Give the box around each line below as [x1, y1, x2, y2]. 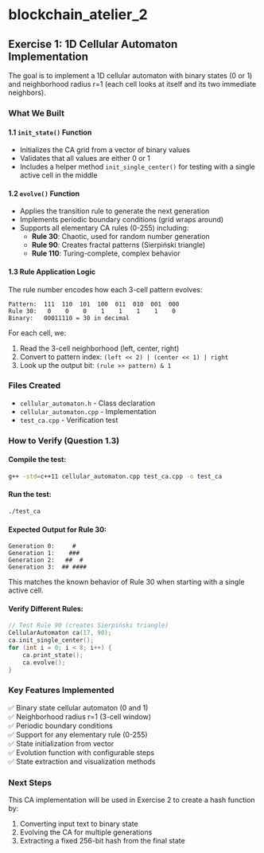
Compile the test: [8, 455, 67, 464]
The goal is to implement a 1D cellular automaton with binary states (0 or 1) [8, 71, 253, 80]
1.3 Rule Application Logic [8, 267, 96, 276]
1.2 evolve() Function [8, 189, 80, 198]
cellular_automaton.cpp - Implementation [19, 406, 157, 416]
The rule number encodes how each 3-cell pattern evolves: [8, 284, 203, 294]
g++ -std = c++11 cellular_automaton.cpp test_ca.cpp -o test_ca [8, 472, 223, 480]
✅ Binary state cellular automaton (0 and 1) [8, 702, 149, 712]
